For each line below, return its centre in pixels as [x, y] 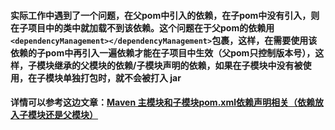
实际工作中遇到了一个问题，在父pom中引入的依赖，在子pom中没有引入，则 [165, 15]
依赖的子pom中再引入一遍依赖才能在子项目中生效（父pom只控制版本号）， [163, 52]
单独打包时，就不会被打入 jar [122, 77]
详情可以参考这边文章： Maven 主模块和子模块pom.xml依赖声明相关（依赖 [162, 102]
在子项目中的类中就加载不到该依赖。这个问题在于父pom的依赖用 [142, 27]
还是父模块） [71, 115]
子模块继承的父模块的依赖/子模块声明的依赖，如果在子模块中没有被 [165, 65]
